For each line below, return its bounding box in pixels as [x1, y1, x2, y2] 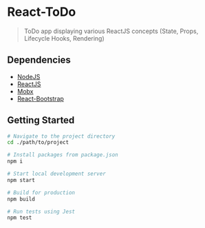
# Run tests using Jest [7, 208, 76, 215]
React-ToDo [7, 4, 76, 20]
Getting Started [7, 114, 75, 126]
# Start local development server [7, 170, 107, 178]
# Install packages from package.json [7, 152, 118, 158]
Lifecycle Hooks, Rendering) [23, 34, 105, 42]
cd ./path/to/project [7, 139, 69, 146]
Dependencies [7, 54, 71, 66]
